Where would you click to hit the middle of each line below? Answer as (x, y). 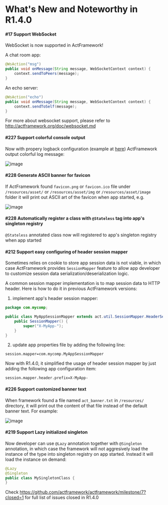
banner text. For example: (32, 411)
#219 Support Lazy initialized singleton (46, 432)
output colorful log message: (35, 154)
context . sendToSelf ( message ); (46, 107)
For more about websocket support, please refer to (58, 121)
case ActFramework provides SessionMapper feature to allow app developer (82, 268)
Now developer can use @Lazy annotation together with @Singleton (73, 443)
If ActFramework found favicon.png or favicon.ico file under (68, 186)
